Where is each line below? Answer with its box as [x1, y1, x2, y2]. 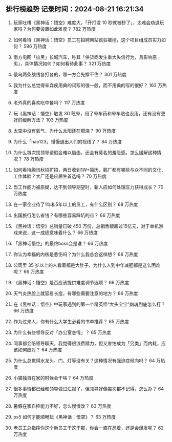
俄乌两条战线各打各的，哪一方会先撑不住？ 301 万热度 [13, 71, 127, 77]
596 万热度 [23, 43, 47, 49]
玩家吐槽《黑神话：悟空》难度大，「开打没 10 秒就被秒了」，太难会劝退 [13, 19, 160, 26]
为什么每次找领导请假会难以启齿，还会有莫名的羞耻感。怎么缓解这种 [13, 149, 157, 155]
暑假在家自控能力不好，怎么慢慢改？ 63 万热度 [13, 403, 112, 409]
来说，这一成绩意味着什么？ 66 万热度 [17, 229, 98, 236]
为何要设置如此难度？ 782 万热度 [27, 26, 96, 32]
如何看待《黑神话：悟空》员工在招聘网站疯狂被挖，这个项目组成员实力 [13, 36, 162, 43]
